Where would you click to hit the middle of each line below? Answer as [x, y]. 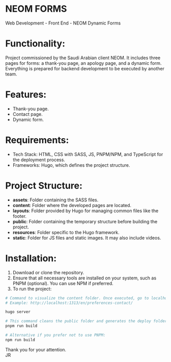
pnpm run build [21, 326]
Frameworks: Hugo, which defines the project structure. [71, 165]
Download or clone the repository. [48, 272]
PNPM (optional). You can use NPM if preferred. [63, 283]
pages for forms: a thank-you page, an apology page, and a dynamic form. [83, 63]
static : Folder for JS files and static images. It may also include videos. [87, 238]
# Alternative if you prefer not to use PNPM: [55, 335]
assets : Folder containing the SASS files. [55, 200]
